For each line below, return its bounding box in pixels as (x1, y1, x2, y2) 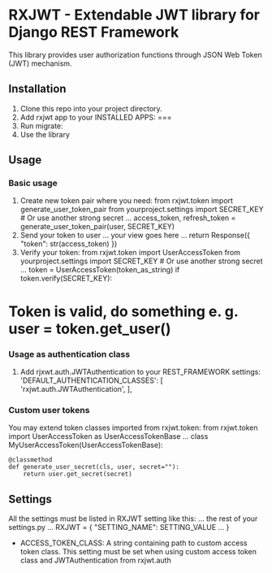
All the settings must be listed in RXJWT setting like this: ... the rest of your (8, 514, 258, 523)
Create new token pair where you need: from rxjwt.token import (19, 196, 234, 206)
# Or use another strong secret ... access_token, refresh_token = (19, 213, 236, 223)
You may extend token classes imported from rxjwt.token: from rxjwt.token (8, 423, 258, 432)
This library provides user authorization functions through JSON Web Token (8, 50, 262, 59)
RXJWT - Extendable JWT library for (8, 6, 261, 24)
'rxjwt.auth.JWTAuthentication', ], (19, 384, 132, 393)
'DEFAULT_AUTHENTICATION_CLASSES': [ (19, 375, 164, 385)
